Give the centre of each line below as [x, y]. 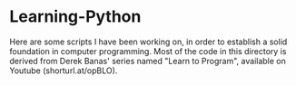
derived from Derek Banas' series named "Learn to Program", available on [148, 61]
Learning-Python [75, 17]
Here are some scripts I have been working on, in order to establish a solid [148, 42]
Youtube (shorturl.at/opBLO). [64, 71]
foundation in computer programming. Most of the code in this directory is [148, 51]
